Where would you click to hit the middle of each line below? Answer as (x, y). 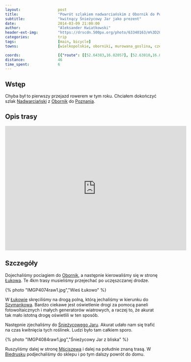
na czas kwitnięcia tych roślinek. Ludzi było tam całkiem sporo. (69, 330)
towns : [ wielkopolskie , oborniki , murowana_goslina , (79, 46)
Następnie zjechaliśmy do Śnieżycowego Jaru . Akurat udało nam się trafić (80, 325)
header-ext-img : (22, 32)
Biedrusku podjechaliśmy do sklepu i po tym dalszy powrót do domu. (75, 354)
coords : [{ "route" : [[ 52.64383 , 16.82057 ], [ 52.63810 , (79, 55)
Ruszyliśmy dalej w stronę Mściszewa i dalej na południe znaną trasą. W (78, 349)
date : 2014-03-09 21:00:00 (52, 23)
